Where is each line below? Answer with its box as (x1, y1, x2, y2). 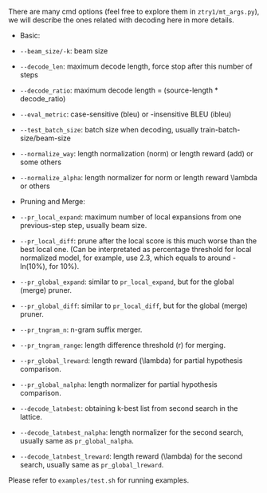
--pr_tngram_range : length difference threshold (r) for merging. (19, 341, 226, 349)
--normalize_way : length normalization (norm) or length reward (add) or (19, 149, 253, 158)
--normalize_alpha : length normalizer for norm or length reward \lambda (19, 173, 257, 182)
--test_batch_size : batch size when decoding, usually (19, 125, 199, 134)
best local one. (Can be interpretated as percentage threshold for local (19, 245, 252, 254)
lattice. (19, 412, 42, 421)
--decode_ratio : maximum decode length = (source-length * (19, 85, 219, 95)
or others (19, 181, 50, 191)
